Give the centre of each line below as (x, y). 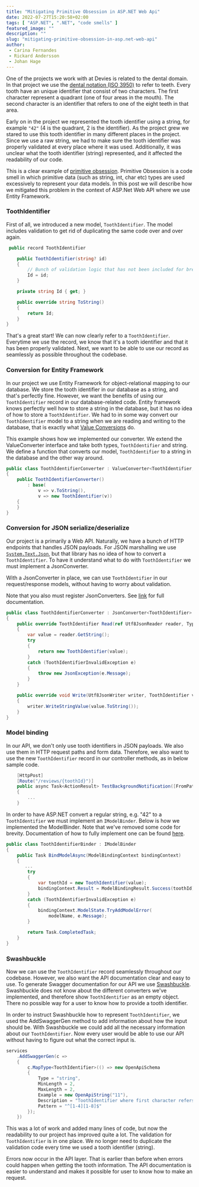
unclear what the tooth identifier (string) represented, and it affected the (94, 153)
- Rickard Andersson (34, 56)
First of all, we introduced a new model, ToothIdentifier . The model (89, 224)
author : (16, 45)
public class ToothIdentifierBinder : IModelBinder (71, 844)
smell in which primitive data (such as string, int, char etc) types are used (96, 177)
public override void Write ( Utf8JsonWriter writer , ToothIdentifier (103, 695)
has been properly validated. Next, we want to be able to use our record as (97, 348)
